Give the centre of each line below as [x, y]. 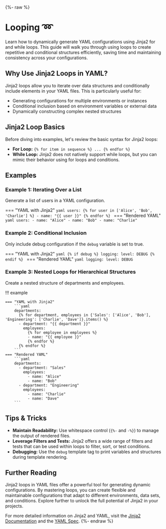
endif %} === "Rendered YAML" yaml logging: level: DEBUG [69, 259]
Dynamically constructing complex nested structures [67, 111]
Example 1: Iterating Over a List [43, 189]
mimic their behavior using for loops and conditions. [66, 160]
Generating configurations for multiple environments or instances [80, 100]
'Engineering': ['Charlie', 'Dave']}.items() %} [57, 319]
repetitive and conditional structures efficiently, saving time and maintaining [83, 52]
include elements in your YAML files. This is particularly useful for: [73, 91]
